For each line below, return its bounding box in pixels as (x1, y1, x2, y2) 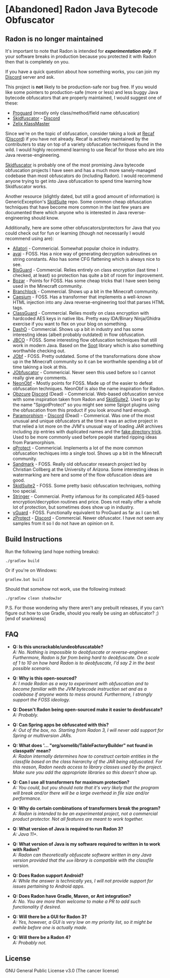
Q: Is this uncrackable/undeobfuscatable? (12, 644, 104, 650)
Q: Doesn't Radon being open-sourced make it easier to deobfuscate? (12, 706, 163, 713)
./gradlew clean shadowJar (5, 595, 62, 601)
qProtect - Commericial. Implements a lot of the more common (12, 445, 143, 451)
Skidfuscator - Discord (12, 115, 60, 121)
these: (5, 100, 19, 106)
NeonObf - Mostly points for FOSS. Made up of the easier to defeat (12, 380, 153, 386)
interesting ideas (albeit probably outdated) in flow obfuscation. (12, 331, 146, 338)
